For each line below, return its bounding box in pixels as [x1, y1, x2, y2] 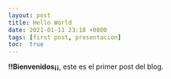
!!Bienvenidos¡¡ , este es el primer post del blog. [8, 62, 164, 71]
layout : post [8, 11, 51, 20]
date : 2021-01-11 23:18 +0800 [8, 26, 108, 34]
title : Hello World [8, 19, 72, 27]
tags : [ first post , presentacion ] [8, 33, 122, 41]
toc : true [8, 41, 44, 48]
